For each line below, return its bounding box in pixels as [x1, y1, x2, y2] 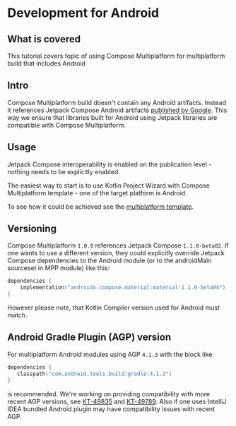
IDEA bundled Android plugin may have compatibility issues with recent [7, 404, 216, 413]
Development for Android [7, 5, 160, 21]
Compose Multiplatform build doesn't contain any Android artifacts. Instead [7, 98, 227, 107]
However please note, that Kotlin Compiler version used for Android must [7, 303, 220, 312]
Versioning [7, 223, 57, 235]
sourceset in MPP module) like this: [7, 264, 110, 272]
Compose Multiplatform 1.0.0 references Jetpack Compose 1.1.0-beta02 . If [7, 241, 229, 250]
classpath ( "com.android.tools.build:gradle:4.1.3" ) [16, 370, 172, 377]
